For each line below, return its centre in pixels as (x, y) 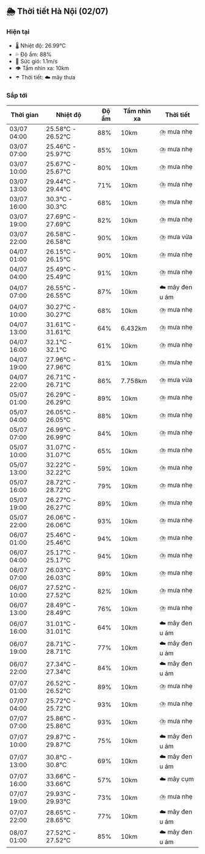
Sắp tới (17, 95)
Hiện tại (18, 32)
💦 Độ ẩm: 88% (33, 54)
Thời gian (25, 115)
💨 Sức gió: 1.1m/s (36, 61)
